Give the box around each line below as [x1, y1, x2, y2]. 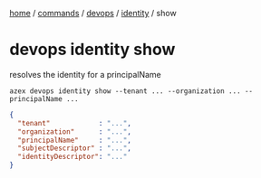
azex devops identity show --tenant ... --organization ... [9, 86, 242, 96]
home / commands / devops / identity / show [9, 8, 177, 18]
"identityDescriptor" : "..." [17, 153, 128, 162]
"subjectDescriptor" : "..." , [17, 144, 131, 153]
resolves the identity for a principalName [9, 69, 161, 80]
